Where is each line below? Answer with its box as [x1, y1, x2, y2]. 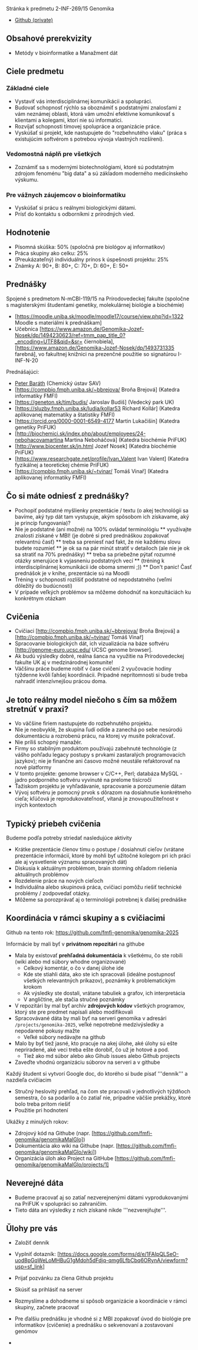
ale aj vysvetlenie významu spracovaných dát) [14, 858, 128, 865]
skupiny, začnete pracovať [14, 1304, 80, 1311]
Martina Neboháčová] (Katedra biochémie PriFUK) [64, 436, 187, 443]
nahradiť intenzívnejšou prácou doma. [14, 678, 107, 685]
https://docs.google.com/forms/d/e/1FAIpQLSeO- [58, 1251, 179, 1258]
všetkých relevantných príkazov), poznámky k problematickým [23, 977, 176, 984]
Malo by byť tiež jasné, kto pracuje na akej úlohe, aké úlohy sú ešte [14, 1040, 178, 1047]
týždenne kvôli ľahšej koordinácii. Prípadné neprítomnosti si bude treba [14, 671, 188, 679]
